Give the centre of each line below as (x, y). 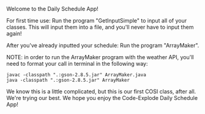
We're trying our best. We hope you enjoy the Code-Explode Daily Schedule (102, 98)
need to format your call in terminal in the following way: (77, 64)
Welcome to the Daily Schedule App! (53, 9)
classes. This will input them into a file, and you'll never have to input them (100, 27)
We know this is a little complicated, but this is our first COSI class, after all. (101, 91)
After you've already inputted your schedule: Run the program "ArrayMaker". (103, 45)
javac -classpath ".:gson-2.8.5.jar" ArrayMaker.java (76, 75)
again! (14, 34)
